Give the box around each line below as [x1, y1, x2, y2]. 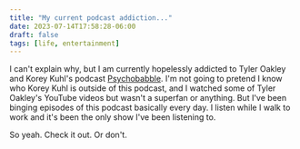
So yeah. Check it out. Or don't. [9, 129, 127, 141]
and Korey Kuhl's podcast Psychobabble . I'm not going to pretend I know [9, 74, 284, 84]
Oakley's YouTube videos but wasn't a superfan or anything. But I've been [9, 93, 287, 104]
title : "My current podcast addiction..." [9, 13, 173, 23]
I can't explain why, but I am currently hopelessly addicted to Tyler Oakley [9, 64, 286, 74]
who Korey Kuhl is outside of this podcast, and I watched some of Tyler [9, 83, 276, 94]
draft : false [9, 30, 59, 39]
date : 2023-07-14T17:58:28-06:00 [9, 22, 136, 31]
